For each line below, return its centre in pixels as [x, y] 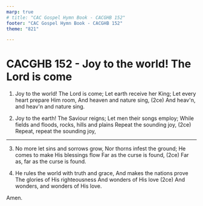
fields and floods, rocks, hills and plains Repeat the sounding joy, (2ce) [103, 125]
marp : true [20, 12]
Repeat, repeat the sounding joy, [56, 131]
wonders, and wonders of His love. [58, 186]
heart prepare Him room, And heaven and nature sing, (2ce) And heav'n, [105, 100]
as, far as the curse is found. [50, 162]
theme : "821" [23, 29]
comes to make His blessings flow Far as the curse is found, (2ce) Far [102, 155]
